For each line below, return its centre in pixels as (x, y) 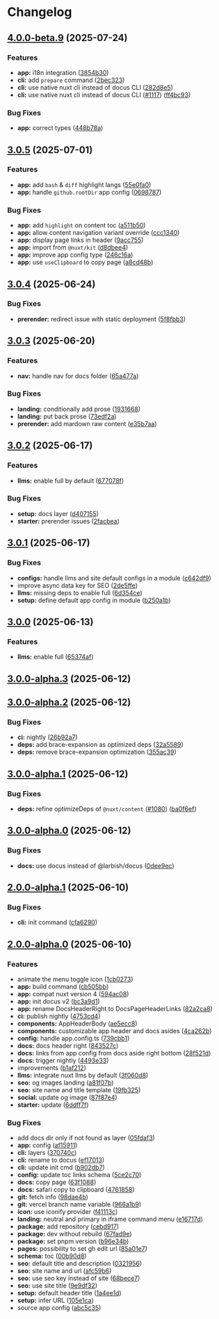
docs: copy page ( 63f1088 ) (57, 1182)
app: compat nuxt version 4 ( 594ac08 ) (73, 994)
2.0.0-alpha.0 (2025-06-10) (70, 944)
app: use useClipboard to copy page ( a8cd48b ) (85, 262)
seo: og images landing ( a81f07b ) (65, 1083)
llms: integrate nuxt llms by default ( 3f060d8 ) (83, 1076)
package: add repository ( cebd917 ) (68, 1227)
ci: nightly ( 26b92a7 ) (47, 737)
